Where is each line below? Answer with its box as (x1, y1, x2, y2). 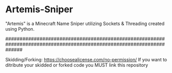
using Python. (5, 26, 35, 32)
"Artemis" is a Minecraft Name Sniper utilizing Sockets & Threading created (5, 20, 165, 27)
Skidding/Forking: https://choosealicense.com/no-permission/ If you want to (5, 56, 167, 62)
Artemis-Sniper (5, 4, 73, 15)
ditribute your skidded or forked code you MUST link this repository (5, 62, 148, 68)
